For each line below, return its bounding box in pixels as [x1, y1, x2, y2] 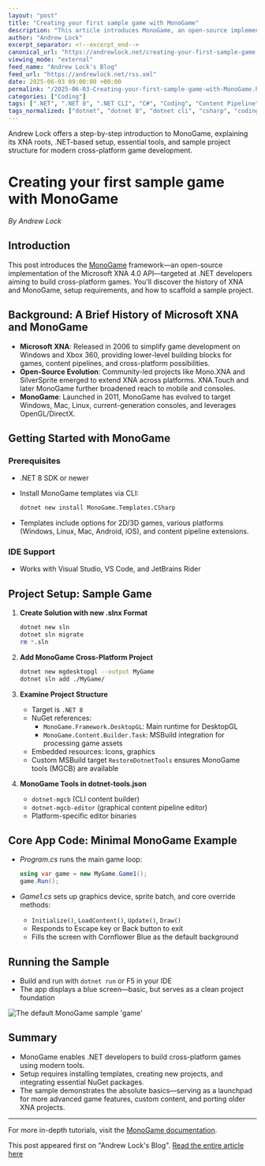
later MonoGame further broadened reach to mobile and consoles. [19, 383, 236, 393]
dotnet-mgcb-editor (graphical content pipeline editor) [31, 802, 207, 812]
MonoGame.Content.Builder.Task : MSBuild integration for [43, 730, 225, 739]
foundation [19, 993, 55, 1002]
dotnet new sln [19, 624, 70, 632]
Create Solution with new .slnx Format [19, 608, 148, 617]
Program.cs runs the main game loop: [19, 855, 143, 864]
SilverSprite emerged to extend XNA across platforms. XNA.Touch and [19, 375, 249, 384]
